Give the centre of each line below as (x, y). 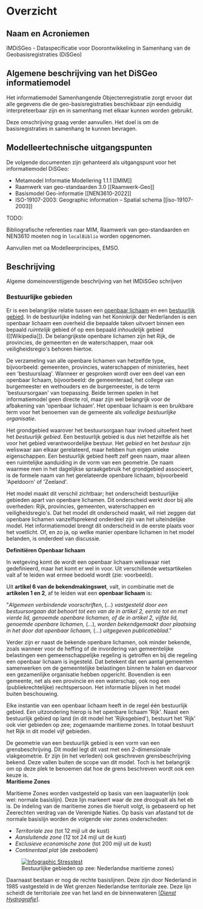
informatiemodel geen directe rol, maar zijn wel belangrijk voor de (88, 399)
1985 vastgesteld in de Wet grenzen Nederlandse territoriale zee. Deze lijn (99, 886)
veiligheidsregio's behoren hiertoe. (50, 349)
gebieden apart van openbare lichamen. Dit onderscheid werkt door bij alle (100, 500)
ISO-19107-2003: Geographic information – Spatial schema (88, 200)
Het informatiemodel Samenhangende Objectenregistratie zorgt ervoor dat (99, 98)
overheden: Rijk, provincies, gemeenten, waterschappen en (81, 506)
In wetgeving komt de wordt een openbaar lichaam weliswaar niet (88, 562)
